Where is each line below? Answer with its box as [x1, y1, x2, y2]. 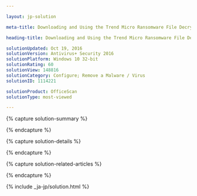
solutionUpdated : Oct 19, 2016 [6, 45, 83, 51]
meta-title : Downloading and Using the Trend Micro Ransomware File [6, 24, 177, 30]
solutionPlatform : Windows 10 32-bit [6, 56, 98, 62]
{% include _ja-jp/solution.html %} [6, 183, 90, 190]
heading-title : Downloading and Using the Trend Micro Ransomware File [6, 35, 185, 41]
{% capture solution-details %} [6, 138, 81, 145]
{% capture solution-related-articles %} [6, 160, 102, 167]
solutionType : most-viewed [6, 94, 72, 100]
